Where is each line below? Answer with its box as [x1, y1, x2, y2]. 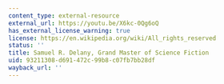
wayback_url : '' [8, 64, 62, 72]
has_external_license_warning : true [8, 26, 130, 34]
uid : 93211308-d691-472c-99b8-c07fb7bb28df [8, 57, 156, 65]
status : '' [8, 42, 45, 50]
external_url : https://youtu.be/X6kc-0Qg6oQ [8, 19, 159, 27]
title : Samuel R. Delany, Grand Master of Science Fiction [8, 49, 210, 57]
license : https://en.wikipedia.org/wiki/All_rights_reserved [8, 34, 217, 42]
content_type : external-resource [8, 11, 120, 20]
